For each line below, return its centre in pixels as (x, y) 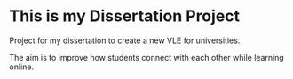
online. (21, 67)
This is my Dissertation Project (125, 16)
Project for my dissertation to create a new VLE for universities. (125, 40)
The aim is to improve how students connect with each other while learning (146, 57)
